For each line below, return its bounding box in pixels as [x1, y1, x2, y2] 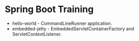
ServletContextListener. [12, 31, 62, 37]
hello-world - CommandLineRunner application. [12, 20, 113, 26]
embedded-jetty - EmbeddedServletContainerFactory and [12, 25, 134, 31]
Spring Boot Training [5, 4, 94, 15]
